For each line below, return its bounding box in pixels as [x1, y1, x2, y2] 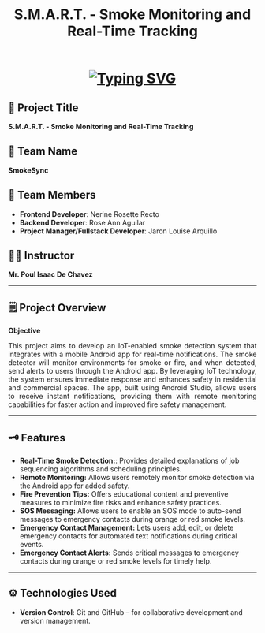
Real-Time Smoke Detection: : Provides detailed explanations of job [19, 456, 240, 466]
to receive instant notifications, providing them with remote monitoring [8, 392, 257, 401]
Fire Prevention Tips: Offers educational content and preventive [19, 490, 229, 499]
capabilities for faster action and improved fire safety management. [8, 400, 227, 409]
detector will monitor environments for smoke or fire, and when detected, [8, 358, 257, 367]
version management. [19, 616, 91, 625]
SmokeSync [8, 166, 49, 175]
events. [19, 540, 44, 549]
